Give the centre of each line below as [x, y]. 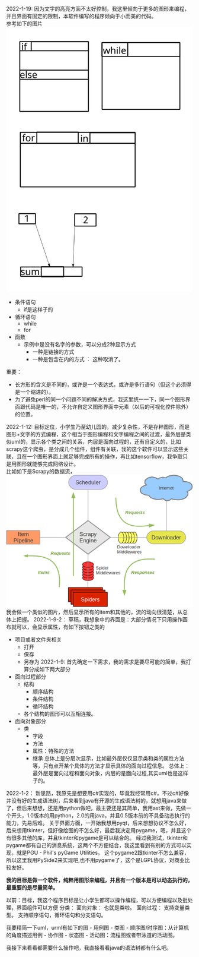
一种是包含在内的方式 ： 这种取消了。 [78, 359]
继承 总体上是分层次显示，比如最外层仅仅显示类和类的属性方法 [108, 758]
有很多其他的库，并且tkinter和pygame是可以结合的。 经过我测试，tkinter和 [97, 838]
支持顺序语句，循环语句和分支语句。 [62, 915]
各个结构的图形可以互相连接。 [60, 713]
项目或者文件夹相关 [38, 639]
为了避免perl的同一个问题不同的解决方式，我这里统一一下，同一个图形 [100, 399]
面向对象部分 [30, 721]
